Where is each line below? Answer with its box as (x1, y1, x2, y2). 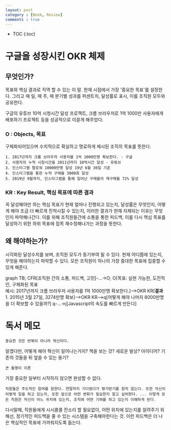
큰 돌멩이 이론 (5, 365, 31, 370)
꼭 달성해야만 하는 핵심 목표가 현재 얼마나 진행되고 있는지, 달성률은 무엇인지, (5, 201, 157, 207)
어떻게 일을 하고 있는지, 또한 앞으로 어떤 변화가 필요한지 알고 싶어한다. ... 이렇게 (5, 391, 160, 397)
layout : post (5, 7, 33, 13)
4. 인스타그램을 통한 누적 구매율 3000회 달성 (5, 170, 89, 176)
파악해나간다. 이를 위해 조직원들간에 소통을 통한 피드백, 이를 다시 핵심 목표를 (14, 214, 166, 220)
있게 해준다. (5, 264, 29, 270)
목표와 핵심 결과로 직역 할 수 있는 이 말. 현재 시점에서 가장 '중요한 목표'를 (5, 87, 150, 93)
